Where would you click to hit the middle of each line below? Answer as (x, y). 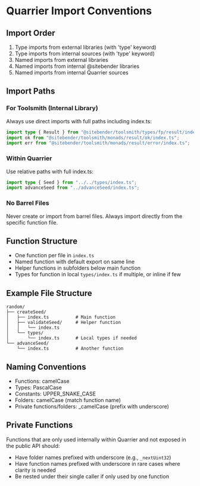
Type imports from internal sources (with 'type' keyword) (85, 54)
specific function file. (32, 222)
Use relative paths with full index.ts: (50, 172)
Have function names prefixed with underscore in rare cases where (97, 463)
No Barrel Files (28, 203)
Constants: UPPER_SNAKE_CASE (55, 394)
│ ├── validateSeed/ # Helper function (63, 323)
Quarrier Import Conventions (79, 11)
